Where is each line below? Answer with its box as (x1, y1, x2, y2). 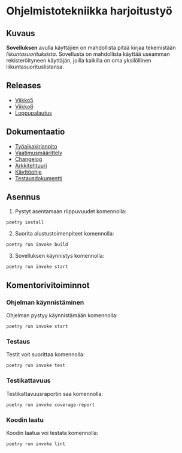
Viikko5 (14, 96, 34, 103)
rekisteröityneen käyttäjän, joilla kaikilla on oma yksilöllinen (6, 57, 151, 64)
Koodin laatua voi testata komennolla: (6, 430, 99, 437)
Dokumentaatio (6, 127, 65, 137)
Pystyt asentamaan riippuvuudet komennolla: (14, 208, 127, 215)
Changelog (14, 155, 43, 163)
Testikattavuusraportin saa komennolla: (6, 390, 104, 397)
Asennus (6, 192, 41, 202)
